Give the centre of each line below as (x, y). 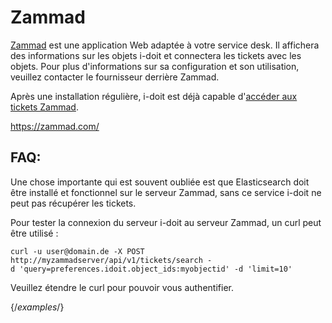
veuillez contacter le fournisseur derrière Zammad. (115, 77)
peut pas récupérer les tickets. (73, 203)
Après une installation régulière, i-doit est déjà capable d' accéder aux (154, 96)
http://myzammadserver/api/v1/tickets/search (106, 260)
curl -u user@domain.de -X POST (77, 251)
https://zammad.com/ (55, 126)
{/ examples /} (37, 307)
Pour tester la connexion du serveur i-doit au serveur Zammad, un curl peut (166, 222)
